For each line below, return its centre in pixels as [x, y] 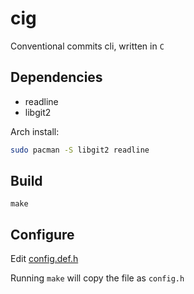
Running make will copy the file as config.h [97, 278]
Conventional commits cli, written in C [87, 46]
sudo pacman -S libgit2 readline [80, 150]
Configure [42, 234]
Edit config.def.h [44, 259]
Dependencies [56, 77]
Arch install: [35, 131]
